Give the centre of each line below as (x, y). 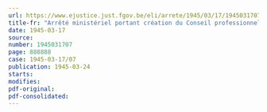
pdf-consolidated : (39, 96)
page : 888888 (30, 52)
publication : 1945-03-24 (49, 67)
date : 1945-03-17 (37, 30)
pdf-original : (32, 89)
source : (21, 37)
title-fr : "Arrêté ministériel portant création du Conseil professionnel (135, 23)
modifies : (25, 81)
